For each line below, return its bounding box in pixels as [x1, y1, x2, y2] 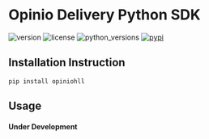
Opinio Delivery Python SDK [8, 6, 201, 24]
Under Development [8, 121, 78, 131]
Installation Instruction [8, 56, 126, 69]
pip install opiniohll [8, 77, 85, 86]
